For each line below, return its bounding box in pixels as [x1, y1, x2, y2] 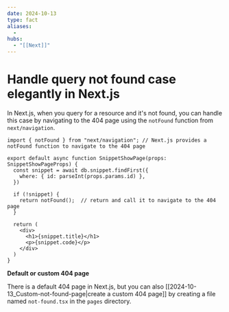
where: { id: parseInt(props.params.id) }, [19, 172, 146, 179]
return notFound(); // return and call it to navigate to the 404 [19, 197, 216, 203]
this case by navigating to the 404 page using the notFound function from [7, 116, 214, 124]
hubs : [7, 36, 23, 43]
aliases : [7, 23, 32, 30]
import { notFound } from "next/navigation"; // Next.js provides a [7, 137, 207, 144]
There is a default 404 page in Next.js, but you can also [7, 282, 165, 291]
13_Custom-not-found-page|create [7, 289, 106, 298]
